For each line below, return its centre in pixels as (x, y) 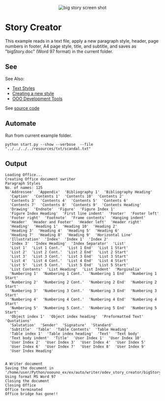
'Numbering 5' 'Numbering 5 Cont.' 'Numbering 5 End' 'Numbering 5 (83, 308)
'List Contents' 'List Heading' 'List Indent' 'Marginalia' (75, 269)
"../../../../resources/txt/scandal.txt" (48, 149)
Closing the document (27, 381)
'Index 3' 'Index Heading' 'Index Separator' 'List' (68, 244)
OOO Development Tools (37, 99)
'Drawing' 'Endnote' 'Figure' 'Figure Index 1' (62, 209)
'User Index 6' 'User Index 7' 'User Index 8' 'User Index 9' (78, 347)
